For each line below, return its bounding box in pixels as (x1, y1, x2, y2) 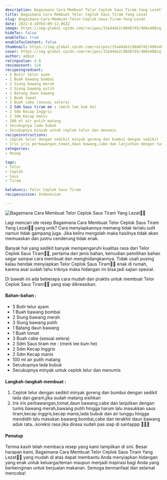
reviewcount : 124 (5, 63, 41, 68)
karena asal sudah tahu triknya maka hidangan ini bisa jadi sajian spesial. (5, 266, 155, 272)
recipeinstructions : (5, 132, 48, 137)
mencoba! (5, 470, 26, 476)
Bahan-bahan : (5, 292, 37, 299)
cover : (5, 49, 19, 54)
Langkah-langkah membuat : (5, 378, 66, 384)
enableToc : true (5, 35, 39, 40)
